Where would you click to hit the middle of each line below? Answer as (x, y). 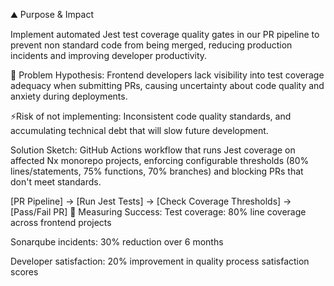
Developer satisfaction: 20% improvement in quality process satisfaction (160, 261)
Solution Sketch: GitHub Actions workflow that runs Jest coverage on (153, 150)
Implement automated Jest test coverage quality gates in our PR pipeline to (165, 34)
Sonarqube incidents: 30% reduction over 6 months (117, 242)
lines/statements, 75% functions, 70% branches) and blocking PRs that (157, 171)
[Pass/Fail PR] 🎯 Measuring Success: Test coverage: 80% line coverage (158, 212)
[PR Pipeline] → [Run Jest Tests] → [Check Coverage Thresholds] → (151, 201)
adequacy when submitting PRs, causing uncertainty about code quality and (167, 85)
